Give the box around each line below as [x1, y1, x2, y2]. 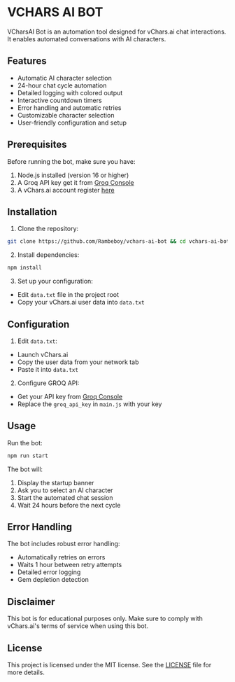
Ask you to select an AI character [17, 486, 113, 494]
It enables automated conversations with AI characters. [7, 34, 166, 43]
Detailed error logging [17, 568, 81, 576]
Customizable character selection [17, 111, 115, 119]
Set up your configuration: [17, 277, 93, 286]
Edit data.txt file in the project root [17, 291, 120, 299]
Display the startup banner [17, 478, 94, 487]
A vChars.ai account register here [17, 186, 115, 194]
